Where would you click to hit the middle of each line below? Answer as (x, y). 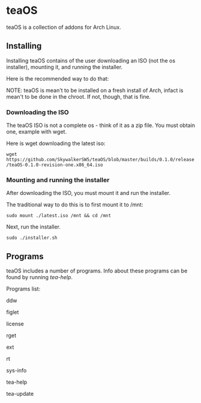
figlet (13, 312)
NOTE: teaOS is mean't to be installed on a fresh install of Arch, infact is (95, 90)
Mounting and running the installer (58, 180)
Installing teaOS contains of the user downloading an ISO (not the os (91, 60)
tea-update (20, 394)
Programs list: (23, 289)
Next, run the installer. (34, 227)
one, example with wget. (37, 132)
